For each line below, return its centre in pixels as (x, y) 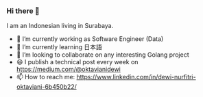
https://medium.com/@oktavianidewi (69, 69)
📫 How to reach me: (46, 77)
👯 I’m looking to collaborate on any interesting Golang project (103, 55)
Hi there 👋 (23, 11)
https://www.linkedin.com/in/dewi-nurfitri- (136, 77)
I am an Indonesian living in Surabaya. (60, 26)
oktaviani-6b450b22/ (46, 87)
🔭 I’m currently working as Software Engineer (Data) (90, 39)
